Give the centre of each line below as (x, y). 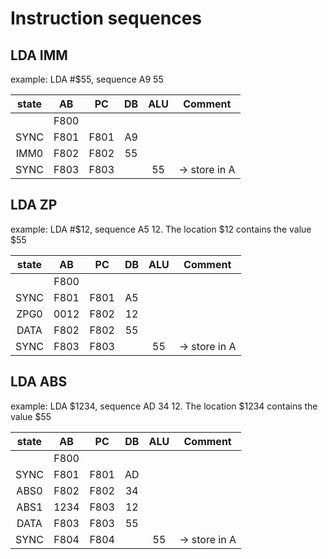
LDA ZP (34, 205)
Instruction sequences (106, 18)
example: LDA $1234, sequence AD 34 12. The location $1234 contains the (164, 406)
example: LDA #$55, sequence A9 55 (87, 79)
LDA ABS (39, 382)
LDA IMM (39, 55)
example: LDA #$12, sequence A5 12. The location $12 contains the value (161, 229)
